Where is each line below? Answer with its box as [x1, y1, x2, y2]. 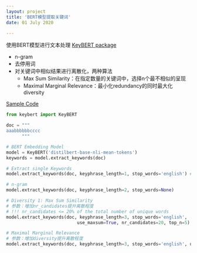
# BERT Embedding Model [6, 144, 64, 150]
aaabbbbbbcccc [6, 128, 41, 134]
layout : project [6, 8, 46, 15]
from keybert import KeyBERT [6, 112, 77, 118]
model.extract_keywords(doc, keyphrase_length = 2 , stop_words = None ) [6, 187, 175, 193]
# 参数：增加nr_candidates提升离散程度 [6, 203, 94, 209]
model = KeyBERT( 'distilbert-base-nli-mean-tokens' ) [6, 149, 138, 155]
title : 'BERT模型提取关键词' [6, 14, 72, 20]
